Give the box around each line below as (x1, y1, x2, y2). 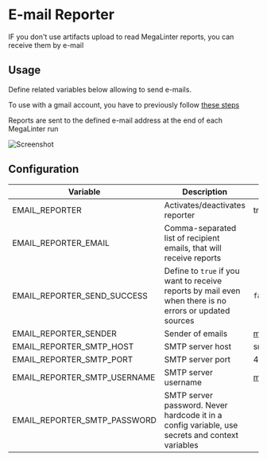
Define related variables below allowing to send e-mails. (8, 84, 192, 94)
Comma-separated (164, 222, 237, 233)
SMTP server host (164, 341, 232, 352)
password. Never (164, 400, 228, 411)
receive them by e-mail (8, 40, 84, 49)
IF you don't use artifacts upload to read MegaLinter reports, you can (8, 32, 234, 41)
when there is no (164, 295, 226, 306)
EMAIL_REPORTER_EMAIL (12, 237, 110, 248)
